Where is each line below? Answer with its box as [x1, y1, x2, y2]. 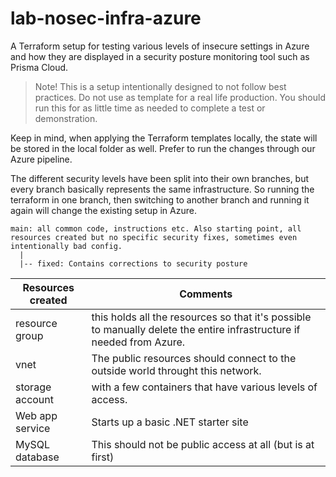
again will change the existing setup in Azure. [10, 204, 197, 216]
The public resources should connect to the [91, 351, 297, 365]
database [15, 450, 60, 464]
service [15, 421, 51, 435]
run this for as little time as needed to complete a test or [34, 102, 266, 114]
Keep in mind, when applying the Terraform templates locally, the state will [10, 132, 318, 144]
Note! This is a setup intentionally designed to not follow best [34, 80, 287, 92]
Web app [15, 408, 58, 422]
